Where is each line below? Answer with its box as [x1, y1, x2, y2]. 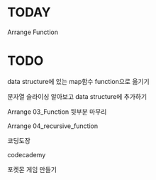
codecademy [7, 150, 46, 159]
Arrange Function [7, 28, 59, 36]
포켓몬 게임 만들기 [7, 165, 57, 174]
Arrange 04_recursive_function [7, 122, 99, 130]
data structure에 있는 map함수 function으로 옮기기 [7, 77, 150, 85]
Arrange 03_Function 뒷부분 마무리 [7, 107, 107, 116]
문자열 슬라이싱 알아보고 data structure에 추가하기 [7, 92, 147, 100]
